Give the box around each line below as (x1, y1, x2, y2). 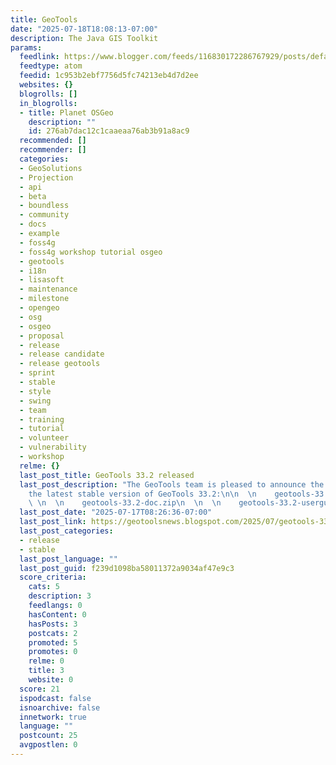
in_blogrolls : (19, 98, 78, 108)
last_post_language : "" (19, 554, 118, 564)
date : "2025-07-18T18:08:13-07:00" (10, 24, 159, 34)
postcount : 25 (19, 731, 78, 741)
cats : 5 (28, 582, 60, 592)
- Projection (19, 172, 74, 183)
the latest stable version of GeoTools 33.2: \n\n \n (28, 489, 257, 499)
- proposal (19, 331, 65, 341)
